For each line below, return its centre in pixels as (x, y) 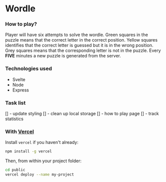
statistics (14, 119)
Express (21, 90)
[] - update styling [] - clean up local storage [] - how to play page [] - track (82, 114)
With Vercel (20, 132)
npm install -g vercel (28, 151)
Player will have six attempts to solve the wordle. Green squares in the (77, 35)
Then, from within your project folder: (43, 161)
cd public (15, 170)
